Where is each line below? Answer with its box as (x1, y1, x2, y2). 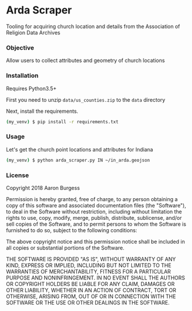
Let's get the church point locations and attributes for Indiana (6, 146, 153, 153)
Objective (6, 43, 34, 51)
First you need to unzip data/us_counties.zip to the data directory (6, 96, 165, 103)
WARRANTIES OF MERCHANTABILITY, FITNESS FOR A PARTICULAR (6, 268, 171, 275)
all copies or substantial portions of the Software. (6, 244, 124, 251)
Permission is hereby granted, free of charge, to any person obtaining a (6, 195, 178, 202)
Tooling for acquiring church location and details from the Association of (6, 23, 180, 30)
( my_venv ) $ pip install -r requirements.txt (6, 119, 118, 125)
